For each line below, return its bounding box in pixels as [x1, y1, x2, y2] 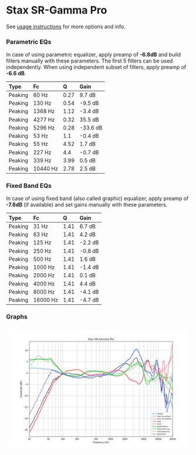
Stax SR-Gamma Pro [6, 4, 107, 17]
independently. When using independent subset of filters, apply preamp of [6, 64, 187, 71]
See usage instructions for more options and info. [6, 23, 126, 30]
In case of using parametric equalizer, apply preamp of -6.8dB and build [6, 51, 181, 58]
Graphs [6, 313, 28, 321]
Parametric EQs [6, 38, 52, 46]
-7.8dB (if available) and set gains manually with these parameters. [6, 201, 168, 208]
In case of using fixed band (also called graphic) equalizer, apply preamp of [6, 195, 189, 202]
